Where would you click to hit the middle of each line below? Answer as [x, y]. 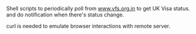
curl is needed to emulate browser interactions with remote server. [88, 26]
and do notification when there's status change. [65, 15]
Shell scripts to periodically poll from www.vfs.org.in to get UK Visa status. [98, 8]
